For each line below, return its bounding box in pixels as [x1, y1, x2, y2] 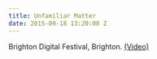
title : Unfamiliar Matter [8, 11, 96, 20]
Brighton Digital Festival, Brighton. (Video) [8, 41, 149, 51]
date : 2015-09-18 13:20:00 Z [8, 19, 107, 27]
